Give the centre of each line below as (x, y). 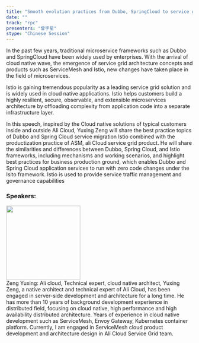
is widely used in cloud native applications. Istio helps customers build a (94, 94)
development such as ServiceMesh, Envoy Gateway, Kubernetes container (97, 321)
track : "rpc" (22, 23)
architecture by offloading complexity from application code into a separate (98, 106)
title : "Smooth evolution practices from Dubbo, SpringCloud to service (98, 12)
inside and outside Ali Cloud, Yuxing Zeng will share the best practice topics (99, 131)
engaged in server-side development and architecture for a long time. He (95, 296)
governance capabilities (36, 181)
